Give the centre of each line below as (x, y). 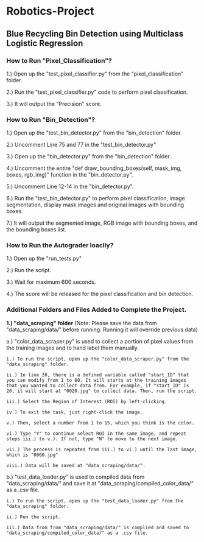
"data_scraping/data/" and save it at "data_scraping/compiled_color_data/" (100, 483)
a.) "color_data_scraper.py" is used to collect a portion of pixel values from (100, 341)
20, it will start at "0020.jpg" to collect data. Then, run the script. (102, 391)
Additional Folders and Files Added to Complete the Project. (97, 310)
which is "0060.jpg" (33, 455)
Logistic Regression (45, 43)
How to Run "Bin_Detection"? (51, 119)
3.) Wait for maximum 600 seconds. (51, 282)
